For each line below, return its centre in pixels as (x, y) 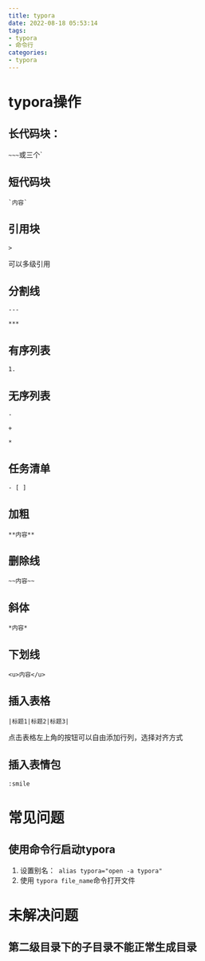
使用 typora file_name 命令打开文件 (77, 880)
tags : (17, 30)
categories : (28, 53)
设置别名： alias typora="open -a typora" (91, 870)
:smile (19, 784)
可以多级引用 (29, 263)
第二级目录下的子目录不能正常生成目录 (102, 947)
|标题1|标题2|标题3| (39, 721)
